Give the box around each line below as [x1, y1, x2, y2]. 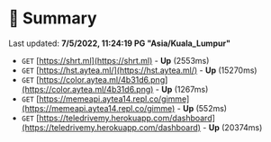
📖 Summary [8, 8, 97, 29]
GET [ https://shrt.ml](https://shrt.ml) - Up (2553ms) [21, 55, 210, 66]
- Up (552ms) [176, 102, 227, 113]
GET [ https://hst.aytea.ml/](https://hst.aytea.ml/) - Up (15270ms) [21, 65, 257, 75]
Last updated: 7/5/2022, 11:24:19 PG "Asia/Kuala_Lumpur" [8, 38, 231, 49]
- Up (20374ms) [203, 121, 263, 133]
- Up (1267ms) [155, 84, 209, 94]
